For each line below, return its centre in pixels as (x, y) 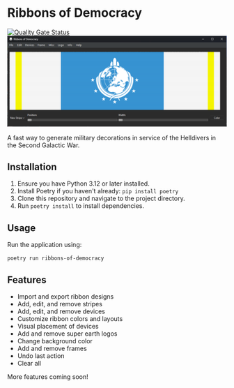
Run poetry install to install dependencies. (81, 206)
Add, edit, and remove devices (61, 311)
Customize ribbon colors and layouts (70, 319)
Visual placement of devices (58, 327)
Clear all (29, 364)
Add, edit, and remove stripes (60, 304)
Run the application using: (45, 245)
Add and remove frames (52, 349)
